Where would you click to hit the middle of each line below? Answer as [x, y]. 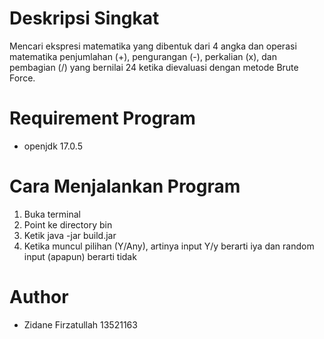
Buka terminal [52, 214]
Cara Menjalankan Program [125, 186]
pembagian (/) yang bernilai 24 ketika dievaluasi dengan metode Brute [154, 67]
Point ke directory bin [68, 224]
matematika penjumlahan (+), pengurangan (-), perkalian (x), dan [143, 56]
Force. [22, 78]
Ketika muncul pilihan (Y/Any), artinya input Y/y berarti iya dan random [169, 246]
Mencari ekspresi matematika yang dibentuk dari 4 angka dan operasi [153, 46]
